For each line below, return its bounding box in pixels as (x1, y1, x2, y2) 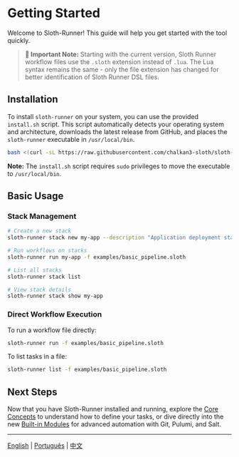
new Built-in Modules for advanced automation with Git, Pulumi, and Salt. (7, 420, 222, 428)
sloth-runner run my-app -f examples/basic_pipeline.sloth (7, 253, 186, 261)
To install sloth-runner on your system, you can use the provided (7, 112, 199, 120)
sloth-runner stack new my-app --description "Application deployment (7, 234, 221, 242)
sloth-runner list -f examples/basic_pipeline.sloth (7, 366, 167, 374)
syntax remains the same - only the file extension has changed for (24, 65, 219, 73)
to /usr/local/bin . (7, 169, 62, 178)
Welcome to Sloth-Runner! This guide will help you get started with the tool (7, 29, 228, 37)
